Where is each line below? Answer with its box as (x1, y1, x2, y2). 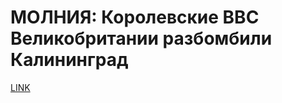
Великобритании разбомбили (10, 27, 273, 50)
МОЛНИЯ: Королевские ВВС (10, 6, 260, 29)
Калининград (10, 49, 129, 71)
